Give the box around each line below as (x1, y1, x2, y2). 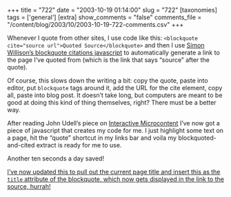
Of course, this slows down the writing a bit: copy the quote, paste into (7, 76, 208, 85)
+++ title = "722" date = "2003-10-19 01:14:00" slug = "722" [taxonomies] (7, 6, 217, 14)
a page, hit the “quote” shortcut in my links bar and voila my (7, 134, 177, 142)
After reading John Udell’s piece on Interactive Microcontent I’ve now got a (7, 119, 221, 127)
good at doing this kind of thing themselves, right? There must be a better (7, 98, 217, 106)
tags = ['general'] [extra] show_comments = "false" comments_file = (7, 13, 202, 21)
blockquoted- (178, 134, 217, 142)
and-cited (7, 141, 35, 149)
